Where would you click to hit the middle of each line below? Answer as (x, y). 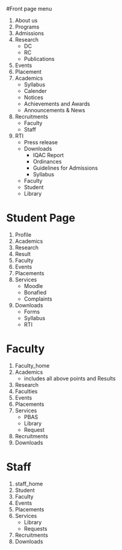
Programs (27, 27)
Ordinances (47, 161)
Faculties (26, 391)
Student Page (41, 218)
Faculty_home (32, 365)
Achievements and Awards (57, 104)
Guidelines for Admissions (65, 168)
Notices (34, 97)
